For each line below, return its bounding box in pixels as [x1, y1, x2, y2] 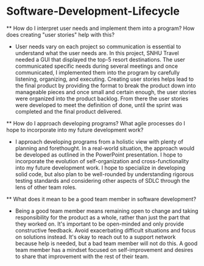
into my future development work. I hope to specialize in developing [15, 164, 186, 171]
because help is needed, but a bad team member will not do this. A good [15, 240, 198, 247]
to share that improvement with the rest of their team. [15, 253, 149, 260]
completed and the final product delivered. [15, 108, 122, 115]
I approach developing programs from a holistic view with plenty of [15, 138, 184, 145]
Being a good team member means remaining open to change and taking [15, 207, 199, 215]
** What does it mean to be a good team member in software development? [6, 195, 197, 202]
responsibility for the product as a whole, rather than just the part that [15, 213, 190, 221]
